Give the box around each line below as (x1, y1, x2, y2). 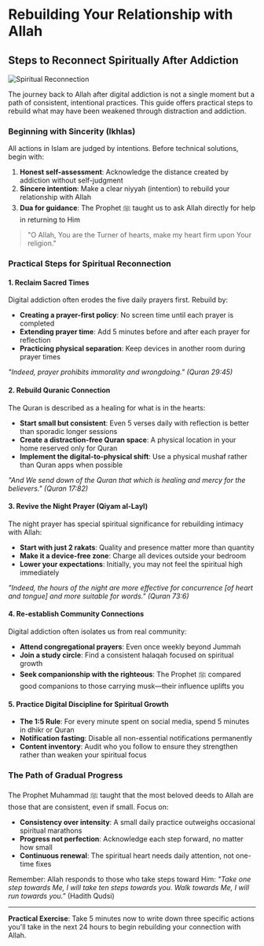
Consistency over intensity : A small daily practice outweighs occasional (19, 817, 255, 826)
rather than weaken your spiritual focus (19, 750, 147, 760)
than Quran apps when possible (19, 460, 123, 469)
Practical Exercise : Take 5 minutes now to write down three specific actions (8, 914, 255, 923)
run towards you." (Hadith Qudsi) (8, 891, 115, 900)
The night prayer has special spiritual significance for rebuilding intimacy (8, 519, 244, 528)
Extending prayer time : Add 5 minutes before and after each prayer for (19, 327, 251, 337)
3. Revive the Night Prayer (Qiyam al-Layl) (8, 502, 148, 511)
